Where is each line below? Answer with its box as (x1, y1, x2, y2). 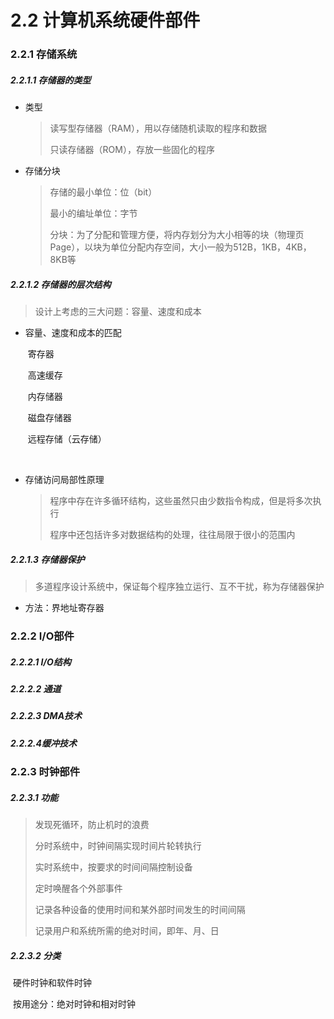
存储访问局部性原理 (24, 474, 105, 486)
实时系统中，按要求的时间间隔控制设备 (34, 861, 193, 873)
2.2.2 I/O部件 (10, 629, 75, 643)
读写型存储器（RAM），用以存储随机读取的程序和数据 (49, 122, 267, 135)
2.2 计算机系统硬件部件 (10, 9, 201, 32)
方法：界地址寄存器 (24, 602, 105, 614)
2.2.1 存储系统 (10, 47, 78, 61)
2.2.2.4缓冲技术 (10, 737, 77, 749)
